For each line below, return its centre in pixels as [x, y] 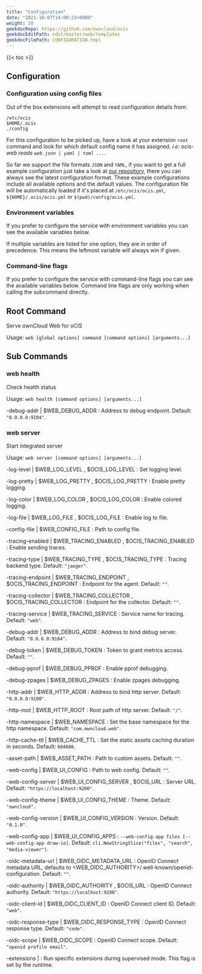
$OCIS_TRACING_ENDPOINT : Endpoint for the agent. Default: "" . [88, 584]
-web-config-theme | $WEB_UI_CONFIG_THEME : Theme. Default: [89, 800]
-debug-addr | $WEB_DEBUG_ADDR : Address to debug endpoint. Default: [99, 411]
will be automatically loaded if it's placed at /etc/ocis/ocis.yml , [86, 190]
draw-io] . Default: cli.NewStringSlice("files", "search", [120, 843]
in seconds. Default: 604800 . [41, 747]
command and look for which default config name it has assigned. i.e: [93, 146]
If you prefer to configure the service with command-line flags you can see [100, 279]
